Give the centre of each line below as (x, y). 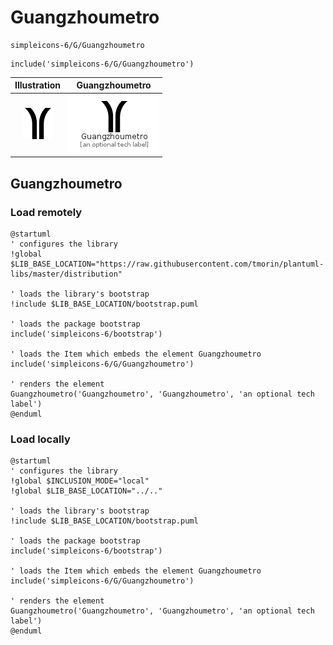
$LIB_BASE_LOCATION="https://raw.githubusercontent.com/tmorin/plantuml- (167, 264)
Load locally (40, 439)
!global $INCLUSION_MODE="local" (80, 481)
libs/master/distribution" (66, 274)
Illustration (38, 85)
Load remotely (46, 212)
